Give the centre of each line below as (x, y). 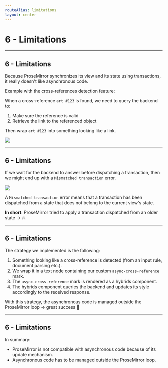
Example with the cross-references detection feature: (60, 91)
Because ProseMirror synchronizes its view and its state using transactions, (83, 76)
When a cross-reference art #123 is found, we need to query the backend (82, 101)
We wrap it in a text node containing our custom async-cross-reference (86, 271)
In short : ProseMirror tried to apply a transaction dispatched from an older (82, 212)
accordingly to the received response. (51, 292)
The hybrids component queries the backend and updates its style (81, 287)
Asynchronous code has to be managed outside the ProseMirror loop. (84, 360)
